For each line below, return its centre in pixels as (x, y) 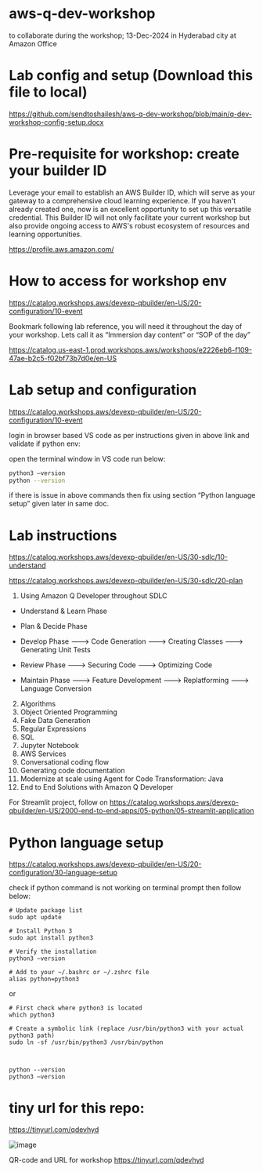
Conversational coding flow (64, 762)
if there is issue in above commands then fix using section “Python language (132, 495)
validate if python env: (45, 444)
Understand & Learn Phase (64, 611)
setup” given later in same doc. (59, 504)
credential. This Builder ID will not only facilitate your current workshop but (130, 217)
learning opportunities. (45, 234)
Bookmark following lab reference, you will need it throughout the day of (126, 326)
